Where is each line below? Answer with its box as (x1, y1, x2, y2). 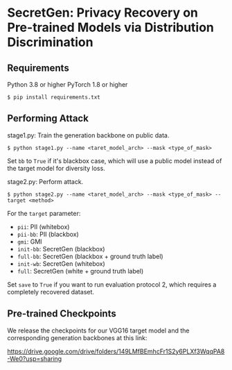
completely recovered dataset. (7, 287, 95, 296)
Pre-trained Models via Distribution (7, 19, 215, 35)
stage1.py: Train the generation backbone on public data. (7, 131, 170, 140)
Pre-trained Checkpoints (7, 308, 116, 320)
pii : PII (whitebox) (17, 222, 70, 230)
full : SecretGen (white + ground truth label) (17, 267, 144, 275)
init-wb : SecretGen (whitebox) (17, 259, 105, 268)
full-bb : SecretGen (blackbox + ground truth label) (17, 252, 164, 260)
